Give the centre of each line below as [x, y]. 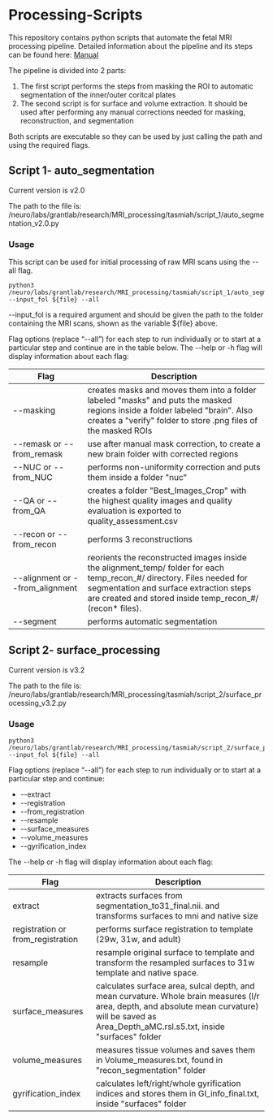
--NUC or [32, 467]
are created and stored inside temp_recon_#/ [173, 599]
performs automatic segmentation [152, 621]
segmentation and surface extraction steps [169, 588]
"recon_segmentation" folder [151, 1070]
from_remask [38, 454]
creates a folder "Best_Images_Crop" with [167, 491]
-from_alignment [45, 588]
